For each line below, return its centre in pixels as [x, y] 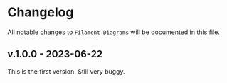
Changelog [41, 12]
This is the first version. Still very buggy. [66, 71]
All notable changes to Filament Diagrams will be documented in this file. [114, 32]
